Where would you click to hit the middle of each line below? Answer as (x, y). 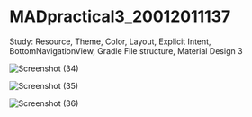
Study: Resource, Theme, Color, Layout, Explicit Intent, (110, 41)
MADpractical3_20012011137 (120, 17)
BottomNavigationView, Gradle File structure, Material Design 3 (126, 50)
